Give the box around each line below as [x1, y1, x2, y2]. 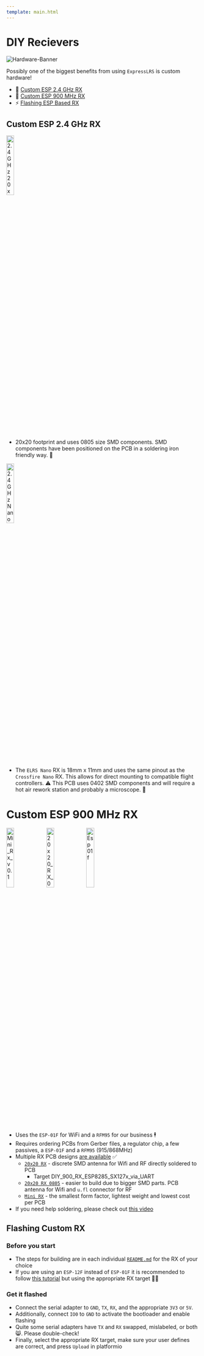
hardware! [6, 74, 32, 81]
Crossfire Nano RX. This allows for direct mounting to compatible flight [15, 773, 194, 780]
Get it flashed [6, 1290, 48, 1299]
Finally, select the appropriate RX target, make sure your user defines [15, 1336, 190, 1344]
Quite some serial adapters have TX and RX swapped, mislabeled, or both [15, 1324, 198, 1331]
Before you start [6, 1241, 56, 1250]
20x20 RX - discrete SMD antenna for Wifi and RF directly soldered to [24, 1160, 197, 1167]
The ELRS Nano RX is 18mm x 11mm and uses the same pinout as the [15, 766, 185, 774]
